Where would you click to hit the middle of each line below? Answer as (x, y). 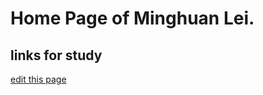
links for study (56, 55)
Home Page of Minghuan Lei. (132, 18)
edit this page (38, 79)
